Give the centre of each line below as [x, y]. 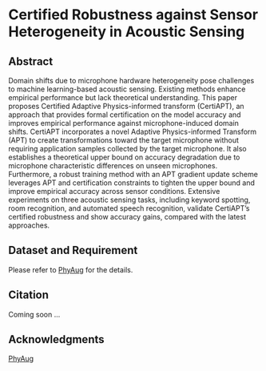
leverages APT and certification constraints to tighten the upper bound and [132, 183]
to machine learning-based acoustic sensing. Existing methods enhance [127, 89]
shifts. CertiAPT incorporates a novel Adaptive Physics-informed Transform [133, 131]
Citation [29, 295]
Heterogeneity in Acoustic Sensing [127, 32]
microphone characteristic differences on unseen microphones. [113, 165]
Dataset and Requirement [73, 250]
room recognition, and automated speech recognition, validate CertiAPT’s [129, 208]
